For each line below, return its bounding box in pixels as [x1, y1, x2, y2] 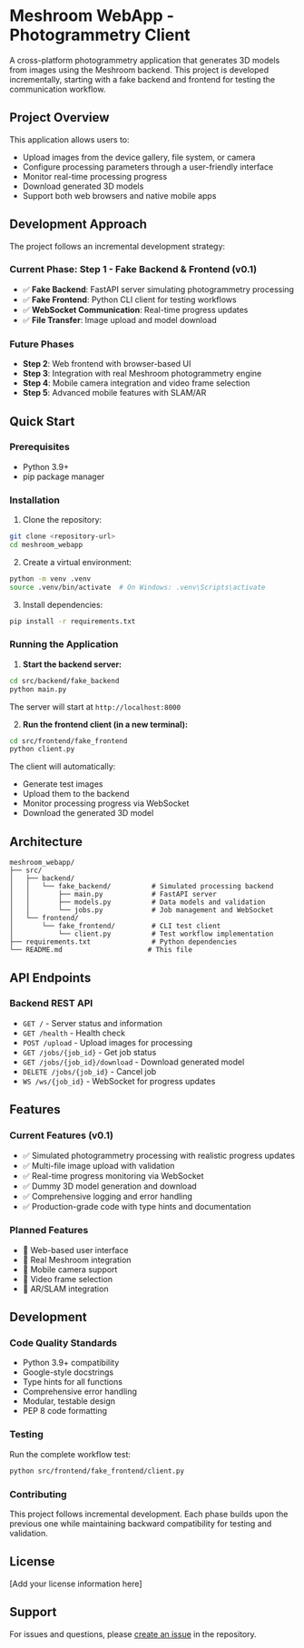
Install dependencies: [22, 599, 103, 610]
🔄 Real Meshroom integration [22, 1254, 132, 1265]
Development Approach [9, 217, 148, 232]
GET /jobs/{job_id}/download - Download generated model [22, 1056, 245, 1067]
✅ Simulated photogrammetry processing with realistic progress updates [22, 1150, 296, 1161]
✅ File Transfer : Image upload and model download [22, 314, 217, 325]
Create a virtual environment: [22, 556, 132, 567]
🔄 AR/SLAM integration [22, 1283, 109, 1294]
